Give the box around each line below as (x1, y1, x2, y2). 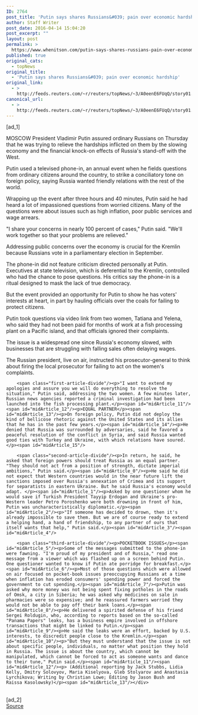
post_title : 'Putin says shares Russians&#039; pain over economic (6, 14, 176, 20)
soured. (167, 437, 186, 443)
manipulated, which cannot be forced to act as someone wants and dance (6, 654, 189, 660)
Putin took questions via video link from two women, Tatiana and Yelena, (6, 315, 182, 322)
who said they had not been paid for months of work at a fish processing (6, 321, 183, 328)
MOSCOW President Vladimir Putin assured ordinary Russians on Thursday (6, 135, 189, 142)
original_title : (6, 69, 46, 75)
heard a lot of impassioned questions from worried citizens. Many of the (6, 202, 181, 209)
